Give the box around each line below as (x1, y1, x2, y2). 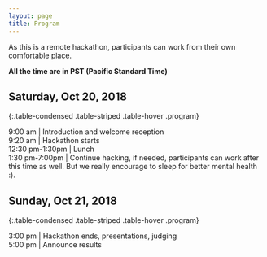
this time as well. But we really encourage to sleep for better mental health (8, 162, 258, 172)
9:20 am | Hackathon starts (8, 136, 100, 146)
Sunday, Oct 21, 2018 (8, 194, 118, 207)
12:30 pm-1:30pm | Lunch (8, 144, 95, 155)
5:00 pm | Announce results (8, 240, 102, 250)
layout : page (8, 11, 53, 20)
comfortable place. (8, 50, 72, 60)
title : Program (8, 20, 60, 28)
